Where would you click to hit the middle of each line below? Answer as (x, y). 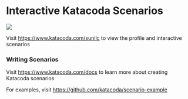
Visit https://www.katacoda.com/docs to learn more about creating (87, 72)
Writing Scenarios (32, 59)
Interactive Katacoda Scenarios (85, 11)
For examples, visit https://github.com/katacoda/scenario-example (87, 90)
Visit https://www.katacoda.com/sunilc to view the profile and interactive (94, 38)
